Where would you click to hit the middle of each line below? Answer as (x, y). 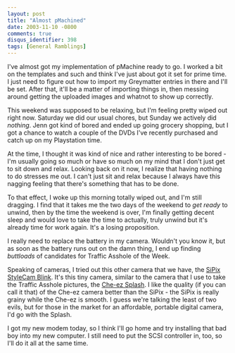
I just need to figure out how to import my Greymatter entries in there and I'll (118, 81)
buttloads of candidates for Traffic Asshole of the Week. (89, 256)
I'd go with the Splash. (40, 315)
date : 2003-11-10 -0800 (42, 27)
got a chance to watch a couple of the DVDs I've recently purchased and (113, 132)
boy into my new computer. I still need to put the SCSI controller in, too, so (115, 336)
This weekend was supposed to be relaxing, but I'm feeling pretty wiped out (118, 110)
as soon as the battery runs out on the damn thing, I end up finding (104, 248)
